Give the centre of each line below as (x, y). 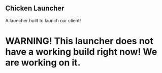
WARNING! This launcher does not (79, 41)
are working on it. (43, 62)
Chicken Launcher (35, 8)
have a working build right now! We (81, 52)
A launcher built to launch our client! (43, 20)
